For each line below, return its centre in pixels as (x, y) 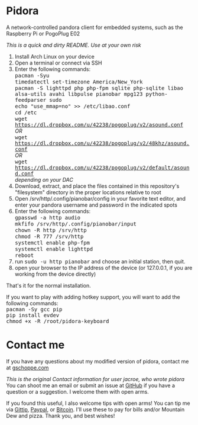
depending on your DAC (44, 179)
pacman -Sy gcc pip (34, 309)
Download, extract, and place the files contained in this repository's (97, 186)
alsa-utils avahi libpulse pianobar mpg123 (79, 94)
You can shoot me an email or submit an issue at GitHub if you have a (91, 385)
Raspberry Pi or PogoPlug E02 (43, 33)
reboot (24, 255)
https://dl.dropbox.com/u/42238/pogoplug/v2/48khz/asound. (102, 143)
